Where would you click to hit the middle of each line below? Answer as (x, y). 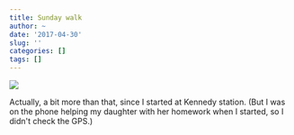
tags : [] (26, 59)
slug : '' (26, 43)
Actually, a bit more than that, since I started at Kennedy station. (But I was (147, 102)
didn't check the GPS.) (51, 121)
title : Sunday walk (46, 18)
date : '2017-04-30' (46, 34)
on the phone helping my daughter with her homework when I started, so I (147, 112)
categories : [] (38, 51)
